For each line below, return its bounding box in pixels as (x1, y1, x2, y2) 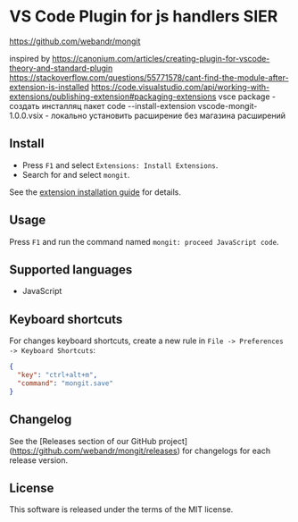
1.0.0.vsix (9, 110, 44, 121)
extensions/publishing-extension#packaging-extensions (9, 91, 217, 102)
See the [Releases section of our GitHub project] (9, 435, 188, 446)
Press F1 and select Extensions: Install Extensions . (21, 159, 219, 171)
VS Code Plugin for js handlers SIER (9, 6, 278, 27)
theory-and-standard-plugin (9, 63, 113, 73)
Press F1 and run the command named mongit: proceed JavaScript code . (9, 236, 279, 247)
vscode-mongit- (197, 100, 258, 111)
